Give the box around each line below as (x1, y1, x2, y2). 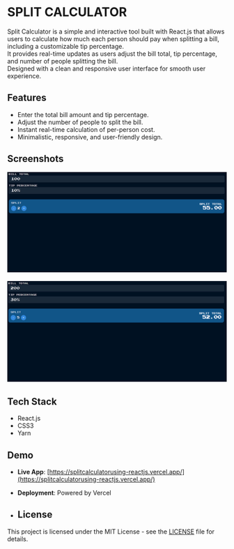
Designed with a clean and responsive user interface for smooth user (7, 64, 206, 73)
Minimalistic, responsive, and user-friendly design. (17, 133, 163, 141)
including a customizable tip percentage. (7, 42, 124, 50)
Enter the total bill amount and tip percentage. (17, 110, 149, 119)
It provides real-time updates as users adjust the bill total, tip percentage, (7, 50, 218, 58)
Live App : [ (17, 468, 50, 476)
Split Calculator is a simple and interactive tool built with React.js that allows (7, 27, 225, 36)
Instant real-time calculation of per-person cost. (17, 125, 155, 133)
